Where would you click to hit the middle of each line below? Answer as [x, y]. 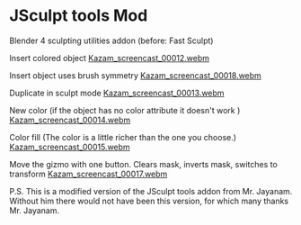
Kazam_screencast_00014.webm [70, 120]
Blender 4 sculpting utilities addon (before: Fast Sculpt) [111, 40]
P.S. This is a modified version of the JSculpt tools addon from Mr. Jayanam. [151, 191]
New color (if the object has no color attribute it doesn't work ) [125, 110]
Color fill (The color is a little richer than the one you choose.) [123, 137]
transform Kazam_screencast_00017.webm [89, 174]
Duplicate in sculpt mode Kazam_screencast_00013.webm [117, 93]
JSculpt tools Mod [79, 16]
